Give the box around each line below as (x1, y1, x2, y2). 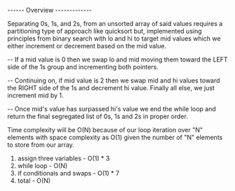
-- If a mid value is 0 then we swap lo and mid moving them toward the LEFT (7, 55, 228, 64)
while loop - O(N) (17, 162, 68, 170)
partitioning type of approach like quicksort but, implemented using (7, 27, 202, 35)
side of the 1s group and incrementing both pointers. (7, 63, 159, 71)
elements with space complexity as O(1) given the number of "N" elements (7, 133, 223, 141)
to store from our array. (7, 141, 75, 149)
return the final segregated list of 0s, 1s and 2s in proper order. (7, 112, 188, 120)
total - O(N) (17, 176, 51, 185)
